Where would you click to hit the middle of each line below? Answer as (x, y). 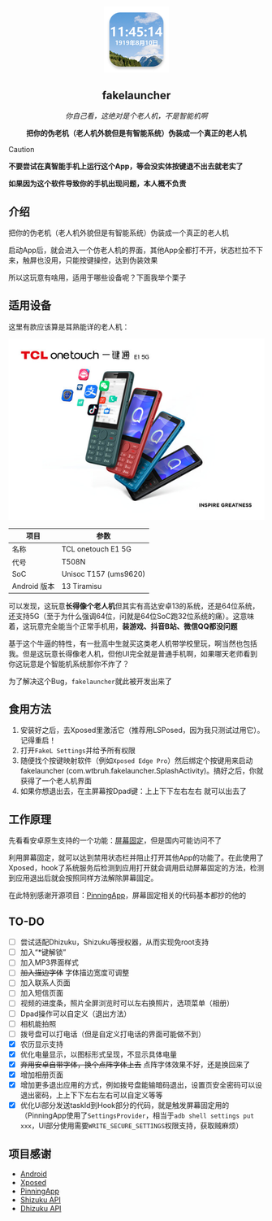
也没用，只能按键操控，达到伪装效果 (97, 260)
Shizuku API (40, 1199)
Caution (22, 150)
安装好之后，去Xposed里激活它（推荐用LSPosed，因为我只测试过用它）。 (142, 730)
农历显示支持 (41, 1044)
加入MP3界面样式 (50, 962)
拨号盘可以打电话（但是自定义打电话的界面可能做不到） (112, 1034)
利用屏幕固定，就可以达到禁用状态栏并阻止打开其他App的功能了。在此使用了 (136, 858)
